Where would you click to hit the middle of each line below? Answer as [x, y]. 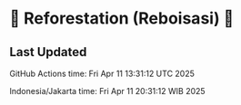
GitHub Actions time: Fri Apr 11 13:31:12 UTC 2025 [102, 73]
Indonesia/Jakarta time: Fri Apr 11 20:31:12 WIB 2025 [108, 91]
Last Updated [48, 52]
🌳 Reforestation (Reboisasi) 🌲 [122, 19]
